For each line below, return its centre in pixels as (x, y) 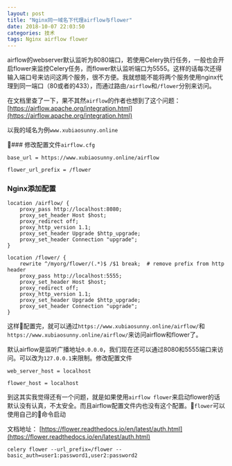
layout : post (26, 14)
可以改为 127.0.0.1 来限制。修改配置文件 (76, 358)
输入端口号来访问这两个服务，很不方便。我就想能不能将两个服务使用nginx (112, 78)
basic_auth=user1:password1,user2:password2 (72, 456)
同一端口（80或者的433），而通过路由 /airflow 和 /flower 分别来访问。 (117, 86)
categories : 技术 (31, 33)
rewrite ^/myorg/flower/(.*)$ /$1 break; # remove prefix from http (122, 264)
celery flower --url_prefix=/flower (60, 450)
